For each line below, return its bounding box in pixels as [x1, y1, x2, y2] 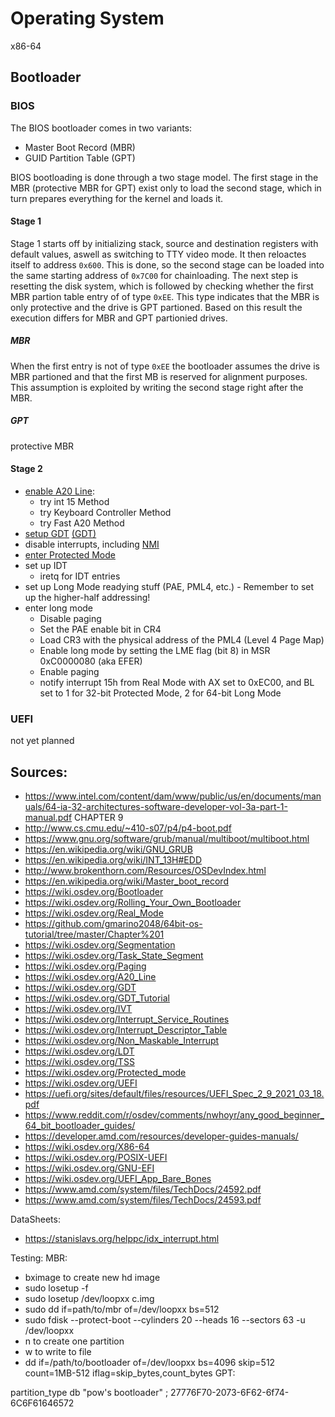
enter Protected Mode [24, 548, 116, 561]
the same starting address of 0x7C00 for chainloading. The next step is [10, 269, 299, 281]
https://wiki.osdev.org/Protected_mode [24, 1067, 187, 1079]
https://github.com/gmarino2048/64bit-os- [24, 918, 203, 930]
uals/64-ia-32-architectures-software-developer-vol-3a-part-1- [24, 801, 288, 813]
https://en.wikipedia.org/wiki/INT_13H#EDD [24, 854, 202, 866]
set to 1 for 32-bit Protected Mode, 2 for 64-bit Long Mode [39, 687, 282, 699]
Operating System [10, 7, 165, 30]
